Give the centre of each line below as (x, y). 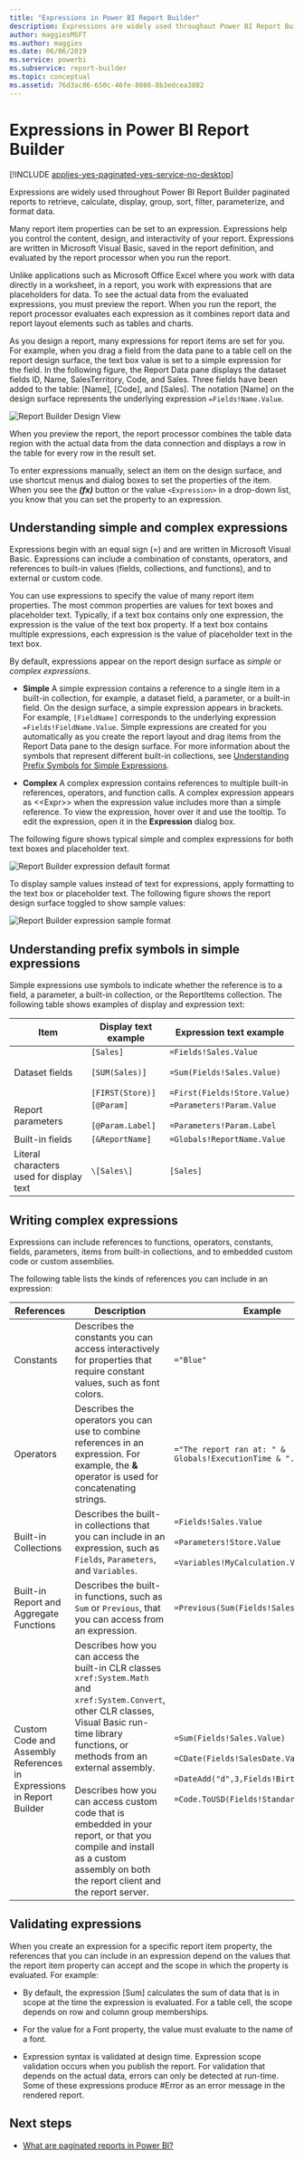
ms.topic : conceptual (50, 77)
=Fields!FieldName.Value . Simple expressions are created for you (144, 727)
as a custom (100, 1858)
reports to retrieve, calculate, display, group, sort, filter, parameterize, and (147, 201)
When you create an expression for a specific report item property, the (141, 1946)
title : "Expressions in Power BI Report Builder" (105, 18)
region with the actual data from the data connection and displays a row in (148, 443)
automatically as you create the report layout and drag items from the (152, 737)
